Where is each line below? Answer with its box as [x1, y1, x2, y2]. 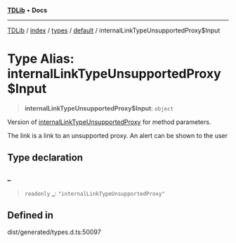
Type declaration [7, 151, 83, 164]
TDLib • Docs [7, 6, 48, 14]
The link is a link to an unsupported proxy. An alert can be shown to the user [7, 131, 228, 139]
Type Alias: [7, 51, 75, 67]
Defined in [7, 209, 54, 221]
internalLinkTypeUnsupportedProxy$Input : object [24, 104, 174, 112]
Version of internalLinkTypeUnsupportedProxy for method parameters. [7, 118, 211, 126]
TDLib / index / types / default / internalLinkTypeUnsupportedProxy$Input [7, 26, 221, 35]
